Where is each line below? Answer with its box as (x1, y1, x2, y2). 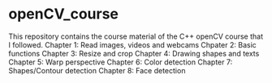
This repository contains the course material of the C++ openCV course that (8, 31, 264, 41)
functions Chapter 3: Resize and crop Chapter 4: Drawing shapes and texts (8, 48, 260, 58)
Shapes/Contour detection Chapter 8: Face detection (8, 65, 186, 75)
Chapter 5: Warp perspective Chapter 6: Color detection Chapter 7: (8, 57, 233, 67)
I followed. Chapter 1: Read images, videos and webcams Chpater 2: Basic (8, 39, 257, 49)
